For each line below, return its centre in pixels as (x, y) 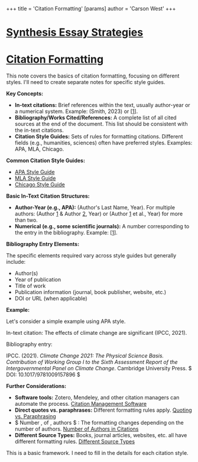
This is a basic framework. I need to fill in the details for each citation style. (97, 453)
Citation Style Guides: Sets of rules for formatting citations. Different (99, 137)
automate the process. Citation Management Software (81, 404)
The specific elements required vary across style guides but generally (91, 256)
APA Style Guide (35, 172)
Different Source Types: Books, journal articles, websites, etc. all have (101, 435)
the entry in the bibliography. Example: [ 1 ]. (66, 232)
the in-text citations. (39, 130)
